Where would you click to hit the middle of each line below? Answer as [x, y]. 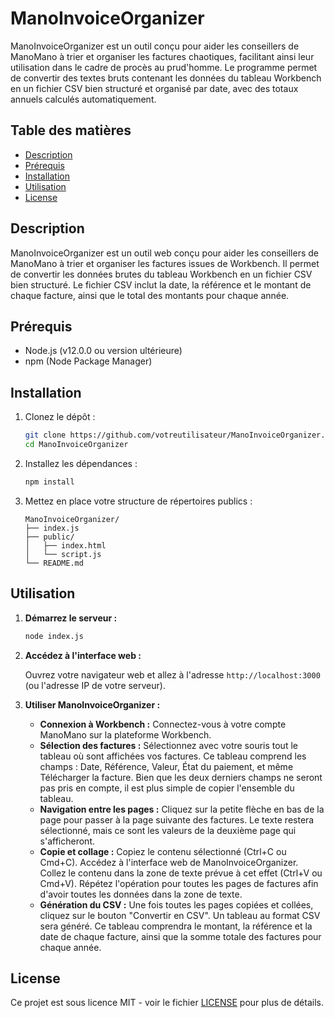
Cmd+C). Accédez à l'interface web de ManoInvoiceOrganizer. [169, 862]
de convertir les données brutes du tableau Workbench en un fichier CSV [161, 274]
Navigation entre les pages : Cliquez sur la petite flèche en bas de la [182, 809]
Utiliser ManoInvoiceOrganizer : [92, 704]
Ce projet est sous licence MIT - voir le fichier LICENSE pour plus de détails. [167, 1003]
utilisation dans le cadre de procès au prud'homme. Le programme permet [164, 67]
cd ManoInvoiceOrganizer [76, 445]
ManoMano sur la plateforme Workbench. [125, 734]
